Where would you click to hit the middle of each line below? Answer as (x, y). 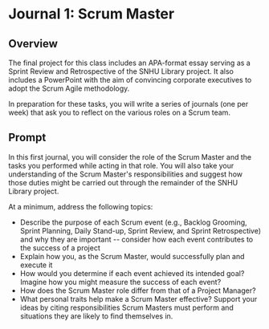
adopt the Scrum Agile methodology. (69, 88)
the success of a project (60, 248)
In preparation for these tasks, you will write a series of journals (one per (128, 104)
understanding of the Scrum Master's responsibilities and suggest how (126, 174)
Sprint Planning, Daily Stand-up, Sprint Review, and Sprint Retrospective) (141, 230)
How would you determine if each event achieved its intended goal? (132, 273)
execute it (36, 265)
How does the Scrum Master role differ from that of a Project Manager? (138, 290)
